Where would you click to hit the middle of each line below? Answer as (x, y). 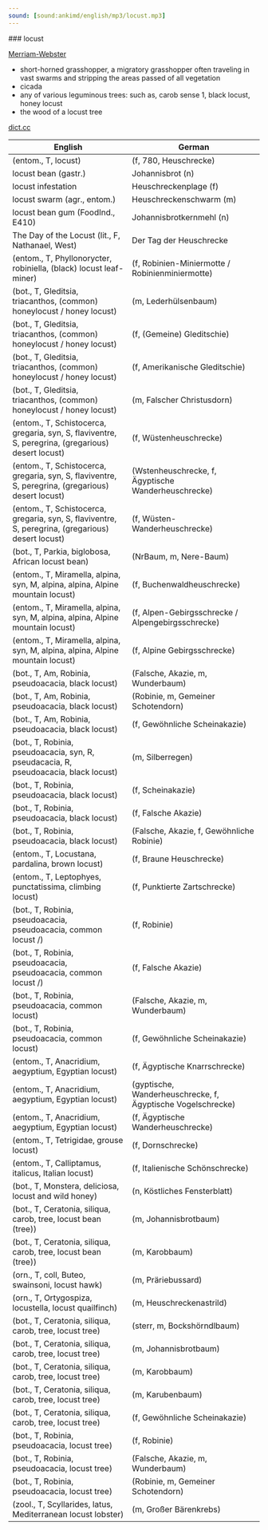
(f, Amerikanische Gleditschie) (188, 366)
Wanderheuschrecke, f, (175, 1094)
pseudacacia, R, (42, 761)
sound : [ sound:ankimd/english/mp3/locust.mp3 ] (87, 16)
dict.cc (20, 127)
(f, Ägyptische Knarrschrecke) (188, 1066)
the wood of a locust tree (61, 112)
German (194, 147)
